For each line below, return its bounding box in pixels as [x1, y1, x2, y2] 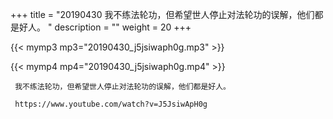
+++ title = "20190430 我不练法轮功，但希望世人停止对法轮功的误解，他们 [10, 9, 315, 20]
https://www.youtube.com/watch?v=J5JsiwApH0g [14, 99, 208, 109]
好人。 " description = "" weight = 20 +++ [18, 21, 192, 33]
